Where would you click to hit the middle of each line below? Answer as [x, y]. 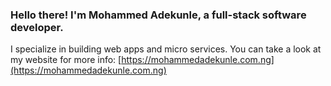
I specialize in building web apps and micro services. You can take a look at [166, 49]
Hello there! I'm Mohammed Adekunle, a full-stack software [158, 15]
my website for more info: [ [66, 60]
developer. [37, 27]
